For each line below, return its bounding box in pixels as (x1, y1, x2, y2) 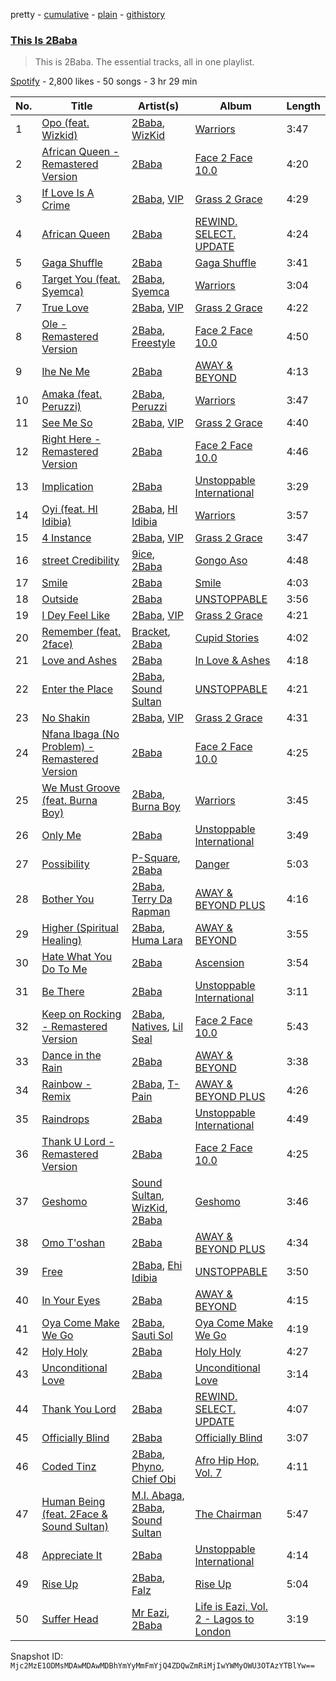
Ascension (194, 956, 245, 970)
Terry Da (131, 892, 173, 906)
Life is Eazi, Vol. (194, 1600, 268, 1614)
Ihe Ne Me (41, 365, 91, 379)
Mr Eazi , (131, 1606, 170, 1620)
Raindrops (41, 1112, 90, 1126)
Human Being (41, 1495, 106, 1509)
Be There (41, 985, 85, 999)
